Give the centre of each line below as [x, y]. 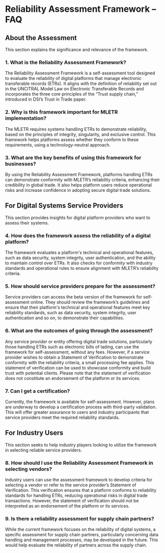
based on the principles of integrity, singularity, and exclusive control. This [81, 134]
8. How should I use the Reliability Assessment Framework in [79, 463]
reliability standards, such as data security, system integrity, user [71, 313]
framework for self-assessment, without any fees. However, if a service [77, 352]
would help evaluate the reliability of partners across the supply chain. [76, 545]
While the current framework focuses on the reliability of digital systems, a [81, 529]
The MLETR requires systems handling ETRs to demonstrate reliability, [76, 129]
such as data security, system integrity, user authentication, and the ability [80, 258]
